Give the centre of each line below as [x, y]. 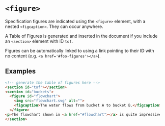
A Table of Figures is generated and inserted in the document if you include [82, 36]
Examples [20, 71]
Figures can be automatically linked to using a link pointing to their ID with [80, 50]
